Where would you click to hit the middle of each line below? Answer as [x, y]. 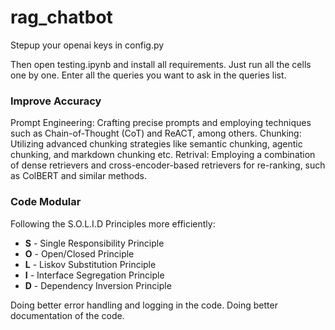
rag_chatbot [61, 17]
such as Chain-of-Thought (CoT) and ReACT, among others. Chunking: [156, 133]
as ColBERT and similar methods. [78, 176]
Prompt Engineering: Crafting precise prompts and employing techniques [161, 123]
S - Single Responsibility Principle [94, 243]
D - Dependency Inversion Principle [98, 285]
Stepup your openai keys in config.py [87, 45]
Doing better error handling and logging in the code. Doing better [144, 305]
